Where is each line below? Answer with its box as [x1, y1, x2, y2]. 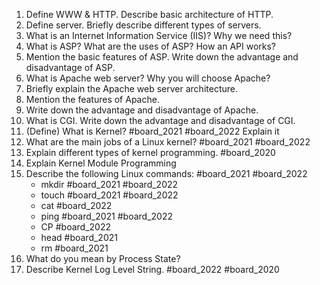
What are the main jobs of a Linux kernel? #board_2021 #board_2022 [25, 136, 311, 148]
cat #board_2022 [40, 200, 113, 211]
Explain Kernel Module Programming [25, 157, 177, 169]
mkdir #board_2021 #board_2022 [40, 179, 179, 190]
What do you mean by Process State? [25, 253, 181, 264]
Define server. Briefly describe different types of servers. [25, 19, 262, 31]
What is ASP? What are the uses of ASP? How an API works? [25, 40, 277, 52]
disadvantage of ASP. [25, 62, 116, 73]
